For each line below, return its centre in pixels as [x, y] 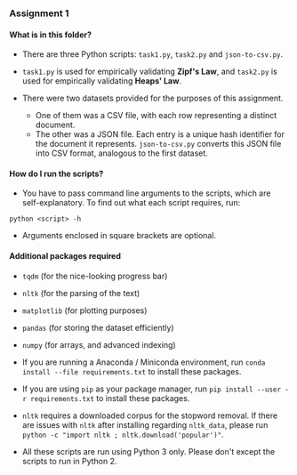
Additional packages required [65, 255]
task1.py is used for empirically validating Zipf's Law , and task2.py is [149, 72]
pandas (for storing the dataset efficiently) [98, 327]
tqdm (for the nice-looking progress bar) [95, 276]
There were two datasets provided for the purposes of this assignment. [153, 98]
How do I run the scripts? [56, 173]
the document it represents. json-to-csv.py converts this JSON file [158, 144]
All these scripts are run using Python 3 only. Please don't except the [148, 451]
